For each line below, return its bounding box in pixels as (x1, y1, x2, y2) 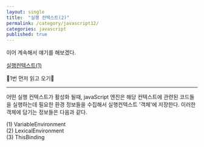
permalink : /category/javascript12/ (6, 20, 99, 26)
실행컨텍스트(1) (6, 62, 42, 69)
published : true (6, 32, 47, 38)
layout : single (6, 9, 45, 15)
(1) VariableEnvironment (6, 121, 66, 128)
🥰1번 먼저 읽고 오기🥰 (6, 75, 55, 82)
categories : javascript (6, 26, 67, 32)
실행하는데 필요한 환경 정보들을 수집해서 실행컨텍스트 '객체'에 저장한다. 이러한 (12, 101, 196, 108)
